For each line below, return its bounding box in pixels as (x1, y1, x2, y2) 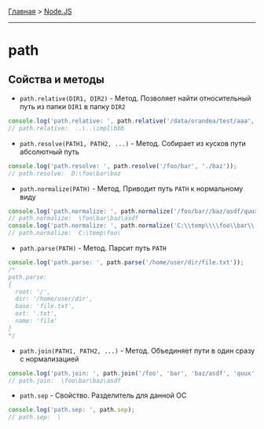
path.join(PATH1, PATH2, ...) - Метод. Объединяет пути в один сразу (19, 346, 255, 355)
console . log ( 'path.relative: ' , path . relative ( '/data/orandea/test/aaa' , (8, 117, 255, 125)
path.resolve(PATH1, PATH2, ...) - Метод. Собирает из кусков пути (19, 138, 246, 148)
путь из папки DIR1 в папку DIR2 (19, 102, 126, 111)
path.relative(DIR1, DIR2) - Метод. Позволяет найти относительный (19, 93, 251, 103)
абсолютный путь (19, 147, 80, 156)
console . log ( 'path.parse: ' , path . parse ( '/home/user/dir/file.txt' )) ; (8, 258, 244, 266)
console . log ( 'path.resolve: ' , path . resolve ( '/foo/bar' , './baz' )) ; (8, 162, 237, 170)
